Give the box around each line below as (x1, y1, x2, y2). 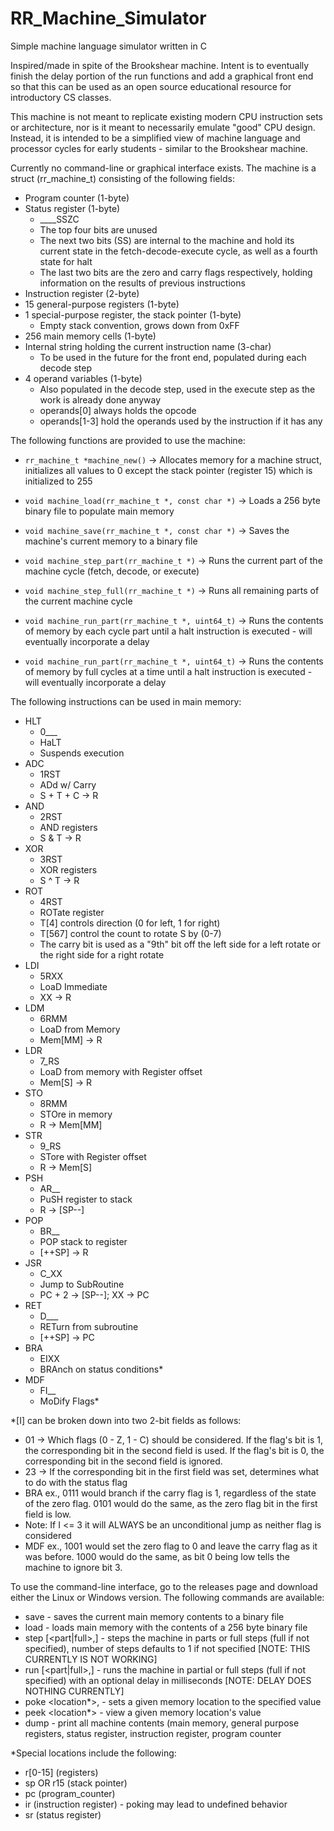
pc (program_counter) (24, 1787, 116, 1799)
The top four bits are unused (39, 223, 158, 236)
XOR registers (39, 863, 98, 876)
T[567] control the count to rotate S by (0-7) (39, 927, 222, 939)
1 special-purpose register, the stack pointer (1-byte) (24, 308, 242, 321)
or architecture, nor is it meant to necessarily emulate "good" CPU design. (10, 121, 316, 133)
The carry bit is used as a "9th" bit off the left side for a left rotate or (39, 938, 321, 950)
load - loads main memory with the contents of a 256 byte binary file (24, 1621, 308, 1633)
